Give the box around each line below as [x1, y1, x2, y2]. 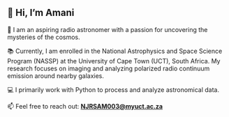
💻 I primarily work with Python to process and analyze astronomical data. [7, 85, 220, 94]
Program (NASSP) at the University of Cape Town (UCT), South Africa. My [7, 56, 221, 65]
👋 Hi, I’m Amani [7, 7, 75, 19]
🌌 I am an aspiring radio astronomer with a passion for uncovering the [7, 25, 208, 33]
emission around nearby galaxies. [7, 71, 105, 80]
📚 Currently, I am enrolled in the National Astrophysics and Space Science [7, 47, 223, 55]
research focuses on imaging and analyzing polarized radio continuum [7, 64, 210, 72]
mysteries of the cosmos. [7, 33, 80, 41]
